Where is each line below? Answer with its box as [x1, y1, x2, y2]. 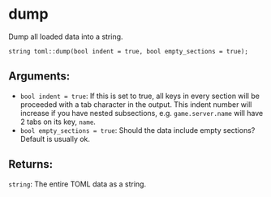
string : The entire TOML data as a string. [8, 179, 147, 189]
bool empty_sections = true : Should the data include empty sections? [19, 125, 256, 135]
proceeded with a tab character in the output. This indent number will [19, 99, 252, 109]
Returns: [8, 157, 54, 171]
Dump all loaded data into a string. [8, 32, 123, 41]
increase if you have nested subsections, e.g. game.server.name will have [19, 108, 264, 118]
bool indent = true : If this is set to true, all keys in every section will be [19, 91, 260, 101]
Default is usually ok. [19, 134, 91, 143]
